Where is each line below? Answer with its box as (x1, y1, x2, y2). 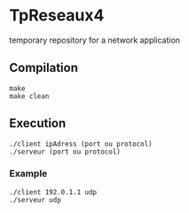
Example (9, 168, 48, 180)
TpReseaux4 (9, 5, 105, 26)
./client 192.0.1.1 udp (9, 187, 98, 196)
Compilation (9, 60, 78, 75)
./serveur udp (9, 195, 62, 204)
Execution (9, 116, 67, 131)
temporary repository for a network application (9, 35, 180, 45)
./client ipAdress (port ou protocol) (9, 139, 153, 148)
